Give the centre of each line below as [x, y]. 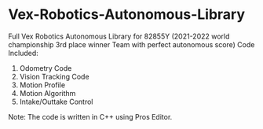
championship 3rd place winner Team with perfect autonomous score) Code [131, 44]
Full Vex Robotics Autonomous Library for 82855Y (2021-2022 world [119, 36]
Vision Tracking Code [54, 76]
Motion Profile [42, 85]
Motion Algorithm [47, 93]
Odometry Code [46, 68]
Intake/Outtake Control [56, 101]
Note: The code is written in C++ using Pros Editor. [90, 116]
